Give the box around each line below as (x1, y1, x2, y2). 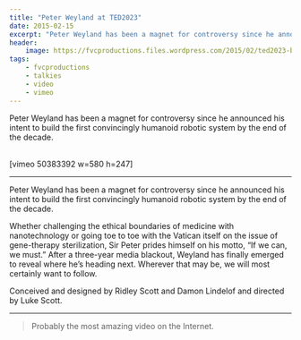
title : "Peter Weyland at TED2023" (9, 13, 142, 22)
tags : (9, 55, 30, 64)
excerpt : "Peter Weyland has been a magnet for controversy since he (9, 30, 275, 38)
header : (9, 38, 39, 47)
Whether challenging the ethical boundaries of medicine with (9, 220, 235, 231)
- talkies (25, 72, 63, 81)
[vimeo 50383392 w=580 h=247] (9, 158, 133, 169)
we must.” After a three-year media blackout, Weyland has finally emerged (9, 249, 285, 259)
